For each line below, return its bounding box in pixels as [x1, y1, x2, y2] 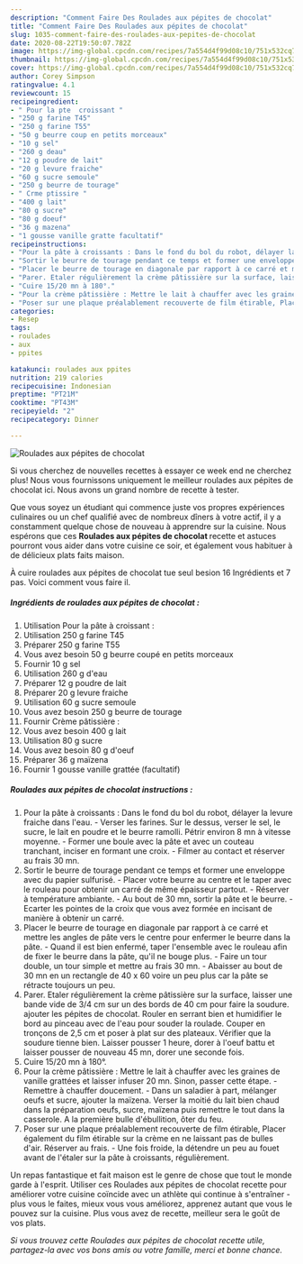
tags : [10, 324, 31, 333]
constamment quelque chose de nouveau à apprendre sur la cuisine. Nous [10, 520, 287, 532]
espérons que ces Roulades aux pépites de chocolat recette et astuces [10, 530, 277, 541]
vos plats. [10, 1217, 47, 1228]
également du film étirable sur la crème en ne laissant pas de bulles [22, 1132, 273, 1143]
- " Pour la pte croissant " [10, 105, 124, 114]
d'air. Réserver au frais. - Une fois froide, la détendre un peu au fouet [22, 1142, 280, 1153]
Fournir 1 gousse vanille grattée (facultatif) [22, 764, 181, 774]
